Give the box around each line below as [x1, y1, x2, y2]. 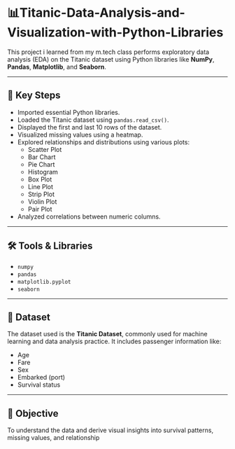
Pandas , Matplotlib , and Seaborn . [7, 62, 106, 71]
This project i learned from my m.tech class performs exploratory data [7, 48, 210, 56]
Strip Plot [27, 190, 55, 198]
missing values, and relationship [7, 434, 100, 442]
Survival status [17, 380, 61, 389]
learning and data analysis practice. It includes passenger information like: [7, 337, 222, 346]
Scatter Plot [27, 145, 62, 153]
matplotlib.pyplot [17, 278, 71, 285]
